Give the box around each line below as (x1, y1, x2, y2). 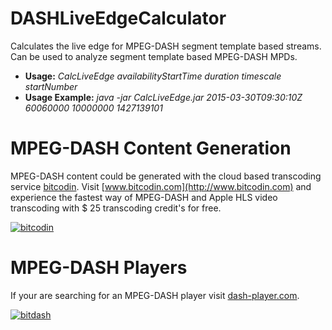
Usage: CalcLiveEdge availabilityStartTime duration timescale (24, 70, 282, 82)
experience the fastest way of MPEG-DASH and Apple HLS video (10, 191, 278, 203)
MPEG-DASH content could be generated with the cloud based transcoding (10, 170, 322, 182)
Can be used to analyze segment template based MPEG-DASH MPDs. (10, 50, 298, 62)
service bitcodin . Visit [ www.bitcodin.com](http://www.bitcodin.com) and (10, 180, 312, 192)
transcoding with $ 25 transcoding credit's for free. (10, 202, 222, 214)
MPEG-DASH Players (10, 257, 188, 279)
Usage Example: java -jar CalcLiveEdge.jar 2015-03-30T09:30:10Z (24, 91, 303, 103)
